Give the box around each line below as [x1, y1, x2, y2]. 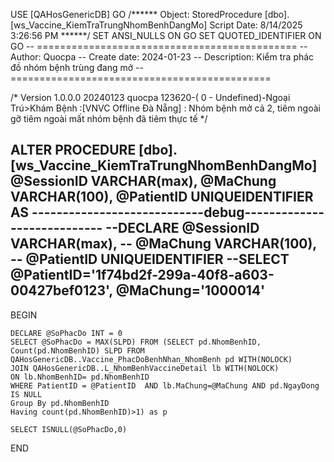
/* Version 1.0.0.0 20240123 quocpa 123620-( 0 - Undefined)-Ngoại [10, 92, 291, 103]
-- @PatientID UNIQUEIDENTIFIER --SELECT [10, 251, 290, 268]
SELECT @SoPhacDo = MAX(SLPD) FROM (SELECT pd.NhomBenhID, [10, 337, 262, 347]
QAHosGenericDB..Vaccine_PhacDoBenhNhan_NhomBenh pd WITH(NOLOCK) [10, 354, 293, 364]
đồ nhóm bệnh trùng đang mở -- [10, 62, 144, 73]
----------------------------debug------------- [31, 204, 325, 221]
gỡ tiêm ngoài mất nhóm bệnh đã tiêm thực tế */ [10, 113, 208, 124]
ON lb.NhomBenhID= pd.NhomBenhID [10, 372, 150, 382]
